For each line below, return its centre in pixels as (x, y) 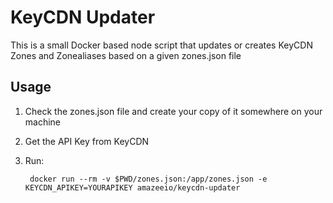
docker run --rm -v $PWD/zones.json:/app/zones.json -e (148, 179)
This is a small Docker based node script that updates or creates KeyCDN (161, 45)
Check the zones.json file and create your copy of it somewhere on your (173, 111)
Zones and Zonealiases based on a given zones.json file (126, 55)
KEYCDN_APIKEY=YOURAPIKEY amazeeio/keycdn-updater (132, 187)
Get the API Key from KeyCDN (87, 141)
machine (43, 122)
